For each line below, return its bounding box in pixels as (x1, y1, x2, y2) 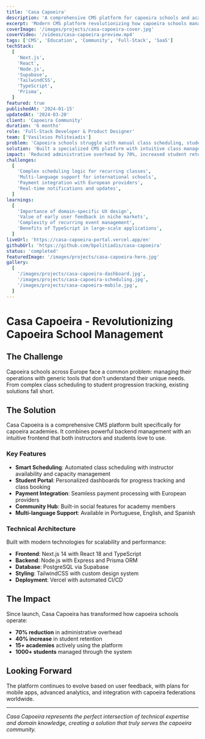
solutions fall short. (6, 387, 55, 395)
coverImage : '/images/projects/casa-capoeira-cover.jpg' (6, 26, 154, 32)
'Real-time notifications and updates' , (17, 186, 121, 192)
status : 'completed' (6, 248, 59, 254)
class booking (15, 483, 51, 490)
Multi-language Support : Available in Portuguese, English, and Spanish (15, 509, 196, 516)
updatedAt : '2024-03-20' (6, 111, 70, 118)
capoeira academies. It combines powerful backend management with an (6, 428, 191, 435)
